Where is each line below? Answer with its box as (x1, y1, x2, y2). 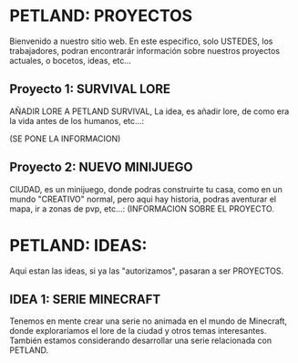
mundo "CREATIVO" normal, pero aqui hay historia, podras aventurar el (9, 193, 276, 204)
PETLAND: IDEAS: (9, 234, 148, 255)
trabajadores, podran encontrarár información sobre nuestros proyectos (9, 45, 281, 56)
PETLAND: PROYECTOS (9, 5, 193, 26)
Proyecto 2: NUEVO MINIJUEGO (9, 160, 193, 175)
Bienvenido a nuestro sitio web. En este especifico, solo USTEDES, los (9, 36, 273, 47)
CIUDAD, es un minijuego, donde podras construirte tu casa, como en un (9, 183, 283, 194)
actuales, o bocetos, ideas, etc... (9, 55, 132, 66)
